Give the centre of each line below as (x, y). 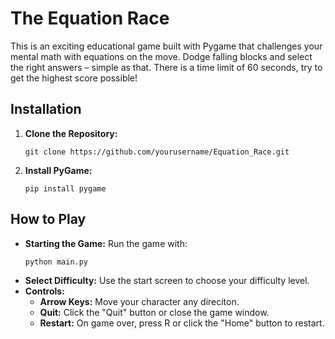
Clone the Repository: (71, 133)
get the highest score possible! (74, 78)
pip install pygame (65, 188)
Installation (46, 109)
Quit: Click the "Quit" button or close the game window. (154, 312)
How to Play (48, 219)
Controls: (44, 291)
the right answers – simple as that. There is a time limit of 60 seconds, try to (166, 67)
